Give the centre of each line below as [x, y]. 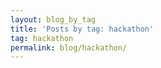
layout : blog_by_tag [53, 19]
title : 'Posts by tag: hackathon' [82, 29]
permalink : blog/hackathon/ [69, 47]
